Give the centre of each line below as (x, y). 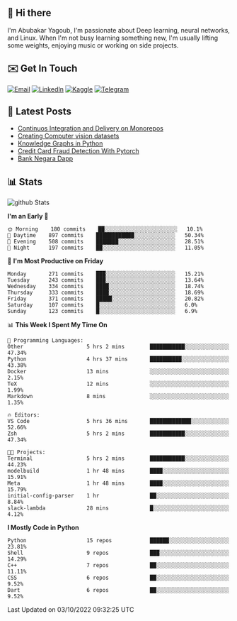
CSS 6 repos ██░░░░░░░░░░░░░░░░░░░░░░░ (118, 578)
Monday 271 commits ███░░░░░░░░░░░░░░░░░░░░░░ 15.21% (105, 274)
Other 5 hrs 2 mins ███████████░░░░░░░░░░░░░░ (118, 347)
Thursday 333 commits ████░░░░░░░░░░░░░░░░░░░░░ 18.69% (105, 293)
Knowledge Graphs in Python (60, 143)
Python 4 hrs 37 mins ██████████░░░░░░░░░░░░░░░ (118, 359)
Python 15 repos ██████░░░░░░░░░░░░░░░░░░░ (118, 541)
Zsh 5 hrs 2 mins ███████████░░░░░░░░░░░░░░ (118, 434)
